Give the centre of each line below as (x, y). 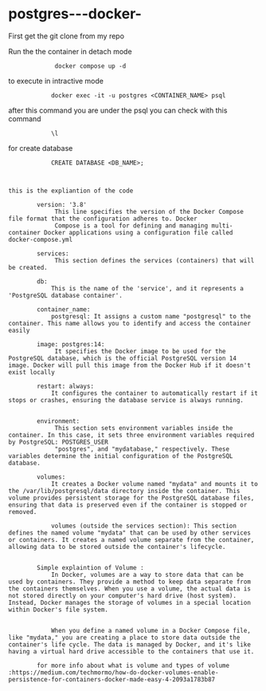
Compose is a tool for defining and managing (131, 225)
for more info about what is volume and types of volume (133, 665)
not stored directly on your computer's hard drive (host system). (123, 595)
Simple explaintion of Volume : (91, 567)
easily (19, 330)
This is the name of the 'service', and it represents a (147, 288)
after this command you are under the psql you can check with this (118, 110)
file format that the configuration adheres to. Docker (103, 219)
